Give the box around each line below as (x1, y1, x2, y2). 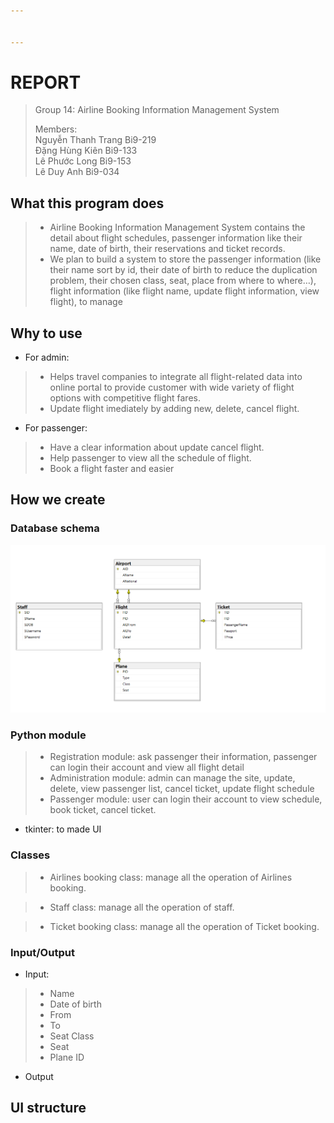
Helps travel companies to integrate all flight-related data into (49, 371, 303, 383)
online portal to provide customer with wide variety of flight (49, 381, 295, 394)
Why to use (10, 325, 83, 342)
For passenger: (24, 422, 88, 434)
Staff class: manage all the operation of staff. (49, 901, 235, 913)
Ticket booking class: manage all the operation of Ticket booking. (49, 920, 320, 932)
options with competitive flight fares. (49, 392, 201, 404)
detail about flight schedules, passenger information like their (49, 232, 303, 244)
